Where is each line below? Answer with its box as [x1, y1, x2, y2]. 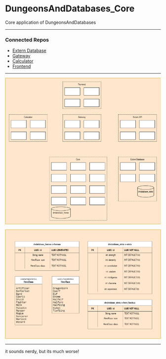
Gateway [12, 53, 31, 59]
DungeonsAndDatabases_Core [5, 3, 135, 14]
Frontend [12, 63, 31, 69]
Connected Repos [5, 36, 49, 43]
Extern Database [12, 48, 47, 53]
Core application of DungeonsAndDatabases [5, 19, 96, 25]
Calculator [12, 58, 34, 64]
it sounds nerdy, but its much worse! [5, 348, 80, 354]
